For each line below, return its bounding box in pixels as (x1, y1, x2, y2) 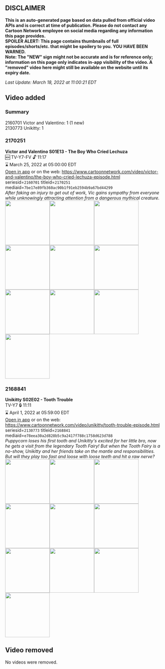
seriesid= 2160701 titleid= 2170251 (5, 179, 71, 185)
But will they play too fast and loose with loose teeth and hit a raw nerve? (5, 454, 155, 460)
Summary (5, 108, 30, 115)
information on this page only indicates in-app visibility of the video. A (5, 59, 153, 65)
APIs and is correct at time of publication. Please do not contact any (5, 22, 147, 28)
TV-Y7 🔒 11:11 (5, 402, 32, 408)
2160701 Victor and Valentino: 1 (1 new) (5, 120, 84, 126)
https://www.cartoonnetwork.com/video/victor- (61, 168, 159, 175)
